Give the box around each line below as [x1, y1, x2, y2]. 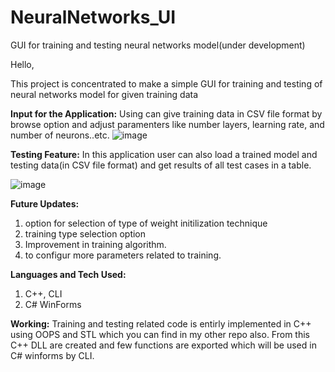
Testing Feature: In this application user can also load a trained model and [10, 148, 318, 160]
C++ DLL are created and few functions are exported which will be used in [10, 339, 317, 351]
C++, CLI [24, 287, 63, 300]
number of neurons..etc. [10, 129, 110, 141]
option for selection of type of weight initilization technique [24, 217, 268, 229]
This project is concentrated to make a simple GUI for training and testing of [10, 77, 323, 90]
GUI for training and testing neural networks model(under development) [10, 39, 306, 51]
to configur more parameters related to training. [24, 249, 222, 261]
